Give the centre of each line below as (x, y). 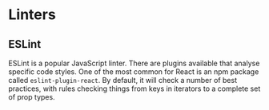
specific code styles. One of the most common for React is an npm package (134, 72)
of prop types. (32, 97)
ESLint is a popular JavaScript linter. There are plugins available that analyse (134, 63)
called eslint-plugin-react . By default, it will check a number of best (123, 80)
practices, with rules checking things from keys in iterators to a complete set (134, 88)
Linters (32, 15)
